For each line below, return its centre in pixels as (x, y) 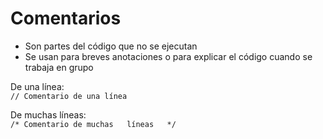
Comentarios (66, 18)
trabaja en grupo (59, 67)
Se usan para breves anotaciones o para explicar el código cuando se (168, 56)
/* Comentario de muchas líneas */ (93, 124)
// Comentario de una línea (69, 96)
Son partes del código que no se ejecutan (111, 46)
